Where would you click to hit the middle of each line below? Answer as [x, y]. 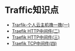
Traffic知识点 [32, 10]
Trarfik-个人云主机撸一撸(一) [41, 25]
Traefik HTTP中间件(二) [36, 31]
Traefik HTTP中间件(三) [36, 37]
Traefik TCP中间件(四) [34, 43]
